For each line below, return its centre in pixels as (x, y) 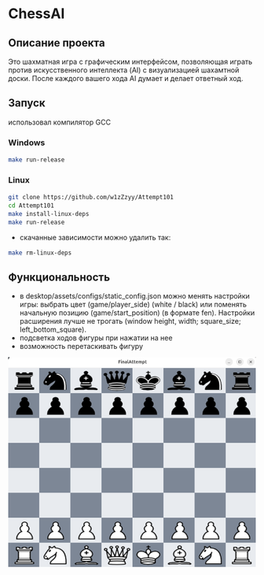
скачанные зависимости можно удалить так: (95, 237)
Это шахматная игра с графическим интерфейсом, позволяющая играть (130, 61)
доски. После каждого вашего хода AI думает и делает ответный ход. (126, 78)
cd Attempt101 (31, 206)
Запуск (27, 103)
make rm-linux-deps (40, 253)
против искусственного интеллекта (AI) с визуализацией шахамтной (124, 70)
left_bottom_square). (53, 330)
